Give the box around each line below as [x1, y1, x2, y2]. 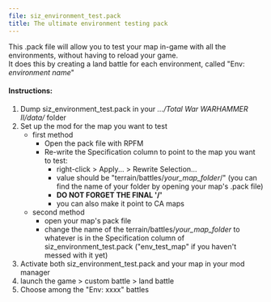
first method [32, 130, 74, 139]
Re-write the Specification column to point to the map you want [44, 147, 256, 156]
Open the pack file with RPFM [44, 138, 144, 148]
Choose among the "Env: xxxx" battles [19, 284, 150, 294]
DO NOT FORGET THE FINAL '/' [56, 189, 163, 199]
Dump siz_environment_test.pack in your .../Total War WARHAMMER [19, 104, 248, 113]
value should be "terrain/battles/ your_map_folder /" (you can [56, 172, 257, 182]
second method [32, 207, 85, 217]
